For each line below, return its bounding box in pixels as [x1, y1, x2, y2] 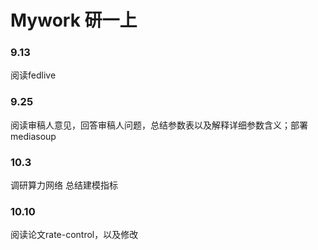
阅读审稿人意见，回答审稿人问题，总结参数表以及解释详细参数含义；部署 [10, 119, 308, 131]
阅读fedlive [10, 69, 57, 81]
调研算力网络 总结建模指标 [10, 179, 118, 191]
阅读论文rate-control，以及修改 [10, 229, 139, 241]
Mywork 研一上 [10, 9, 138, 32]
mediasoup [10, 130, 57, 142]
